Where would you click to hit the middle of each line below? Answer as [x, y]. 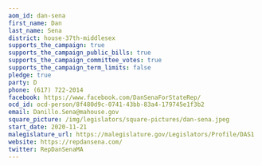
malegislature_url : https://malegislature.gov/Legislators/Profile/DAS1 [131, 134]
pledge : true [30, 75]
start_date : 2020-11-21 [48, 127]
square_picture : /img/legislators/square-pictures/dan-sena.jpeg [119, 120]
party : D [23, 82]
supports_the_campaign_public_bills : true [80, 53]
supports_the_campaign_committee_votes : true [85, 61]
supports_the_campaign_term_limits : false [80, 68]
